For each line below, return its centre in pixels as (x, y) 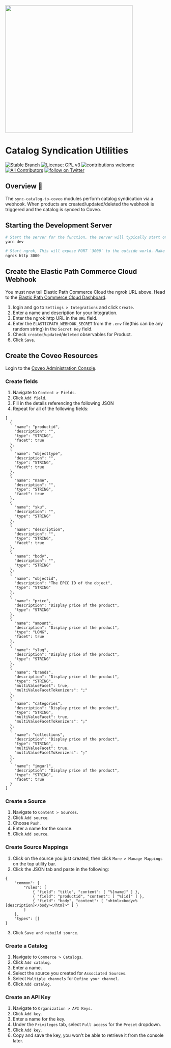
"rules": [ (35, 887)
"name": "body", (32, 556)
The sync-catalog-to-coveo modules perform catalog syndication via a (79, 198)
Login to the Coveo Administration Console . (51, 368)
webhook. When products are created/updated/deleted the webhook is (80, 204)
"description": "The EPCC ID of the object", (64, 583)
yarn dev (15, 242)
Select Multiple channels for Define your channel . (66, 978)
